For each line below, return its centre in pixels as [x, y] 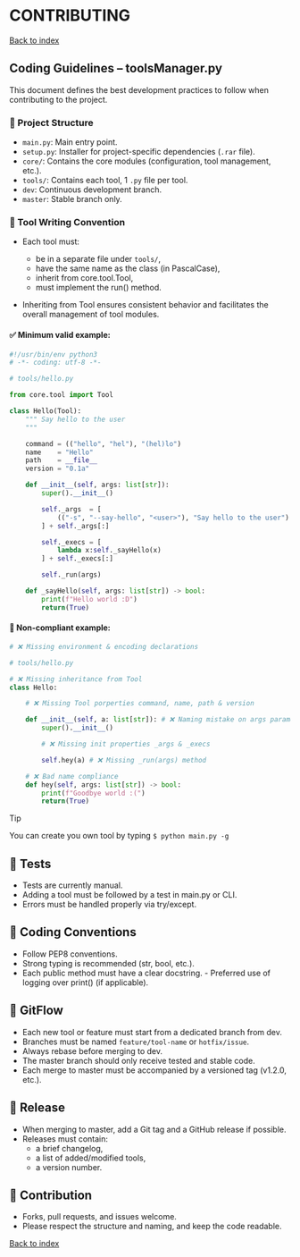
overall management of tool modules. [91, 315]
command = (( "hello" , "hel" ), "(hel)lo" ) [103, 443]
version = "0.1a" [58, 469]
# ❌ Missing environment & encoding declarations [104, 646]
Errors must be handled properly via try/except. [109, 905]
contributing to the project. [58, 99]
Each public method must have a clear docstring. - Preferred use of [146, 973]
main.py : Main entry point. [70, 142]
